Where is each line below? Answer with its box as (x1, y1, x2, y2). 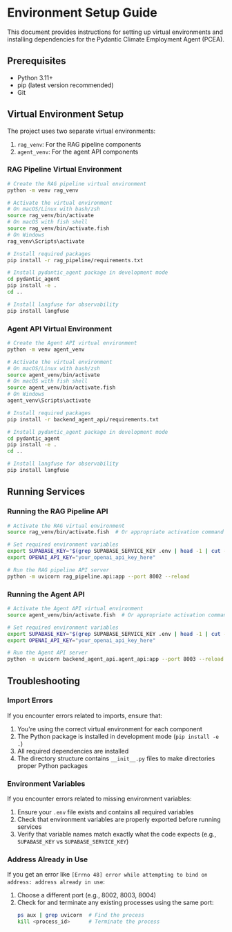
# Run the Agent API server (7, 649, 88, 657)
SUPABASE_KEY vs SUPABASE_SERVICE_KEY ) (17, 837, 129, 846)
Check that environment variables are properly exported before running (17, 815, 221, 824)
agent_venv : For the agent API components (17, 147, 139, 156)
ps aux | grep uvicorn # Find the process (17, 912, 145, 919)
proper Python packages (17, 761, 88, 769)
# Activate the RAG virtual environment (7, 522, 126, 529)
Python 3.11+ (17, 73, 54, 82)
